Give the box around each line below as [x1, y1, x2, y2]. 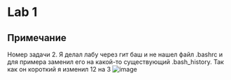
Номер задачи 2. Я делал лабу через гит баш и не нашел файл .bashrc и [7, 50, 223, 58]
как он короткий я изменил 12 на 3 [7, 65, 111, 73]
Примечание [7, 32, 66, 44]
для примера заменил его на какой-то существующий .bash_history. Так [7, 58, 224, 66]
